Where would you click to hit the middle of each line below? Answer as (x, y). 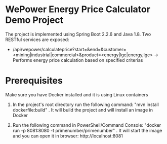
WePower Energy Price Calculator (78, 9)
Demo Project (34, 20)
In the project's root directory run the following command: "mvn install (86, 104)
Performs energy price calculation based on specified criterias (78, 60)
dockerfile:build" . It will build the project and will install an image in (83, 110)
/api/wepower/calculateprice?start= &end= (57, 49)
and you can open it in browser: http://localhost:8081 (68, 136)
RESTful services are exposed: (37, 40)
